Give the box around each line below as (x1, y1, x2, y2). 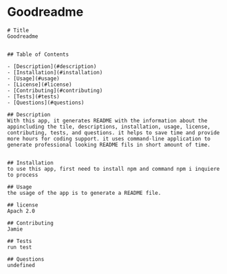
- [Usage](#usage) (7, 75, 60, 82)
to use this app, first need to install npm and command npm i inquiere (7, 165, 220, 172)
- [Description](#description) (7, 63, 97, 70)
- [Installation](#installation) (7, 69, 103, 76)
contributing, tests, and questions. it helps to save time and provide (7, 129, 220, 136)
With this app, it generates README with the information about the (7, 117, 208, 124)
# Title (7, 27, 30, 34)
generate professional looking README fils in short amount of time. (7, 141, 211, 148)
